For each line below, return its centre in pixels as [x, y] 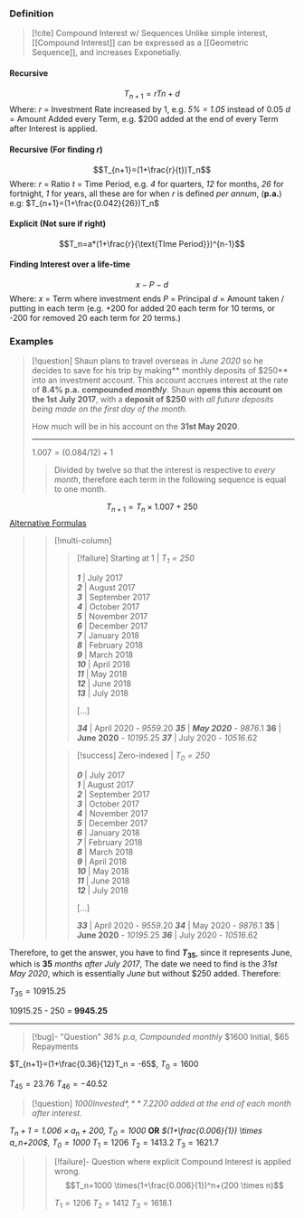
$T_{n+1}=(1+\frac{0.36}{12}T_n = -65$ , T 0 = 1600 [104, 1065]
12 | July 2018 [103, 890]
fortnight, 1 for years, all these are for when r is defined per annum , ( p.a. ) [146, 194]
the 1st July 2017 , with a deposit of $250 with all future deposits [152, 400]
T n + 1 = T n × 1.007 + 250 [152, 507]
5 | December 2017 [112, 823]
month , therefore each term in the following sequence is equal [170, 480]
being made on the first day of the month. [109, 409]
